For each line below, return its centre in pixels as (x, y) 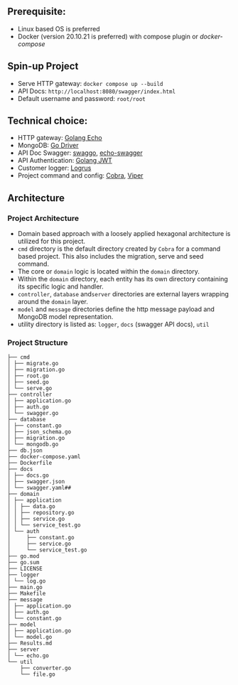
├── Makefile (27, 594)
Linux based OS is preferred (59, 28)
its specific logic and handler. (61, 286)
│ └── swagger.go (33, 414)
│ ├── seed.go (28, 382)
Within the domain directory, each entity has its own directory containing (123, 279)
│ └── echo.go (28, 656)
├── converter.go (46, 668)
